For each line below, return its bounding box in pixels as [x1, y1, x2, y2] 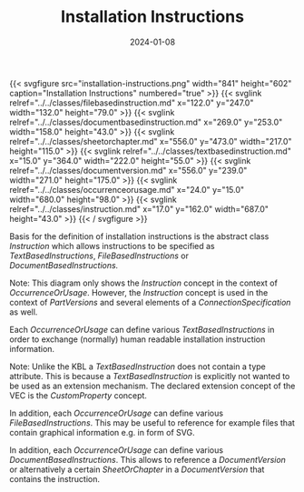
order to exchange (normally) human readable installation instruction [9, 334, 266, 345]
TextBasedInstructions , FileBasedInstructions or [9, 250, 189, 261]
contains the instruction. [9, 473, 100, 484]
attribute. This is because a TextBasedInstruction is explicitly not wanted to [9, 370, 290, 381]
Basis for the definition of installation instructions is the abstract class [9, 230, 270, 242]
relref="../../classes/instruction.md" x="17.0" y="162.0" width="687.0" [9, 203, 270, 215]
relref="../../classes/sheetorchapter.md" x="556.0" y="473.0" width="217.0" [9, 136, 292, 146]
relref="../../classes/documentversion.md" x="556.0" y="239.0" [9, 165, 248, 176]
